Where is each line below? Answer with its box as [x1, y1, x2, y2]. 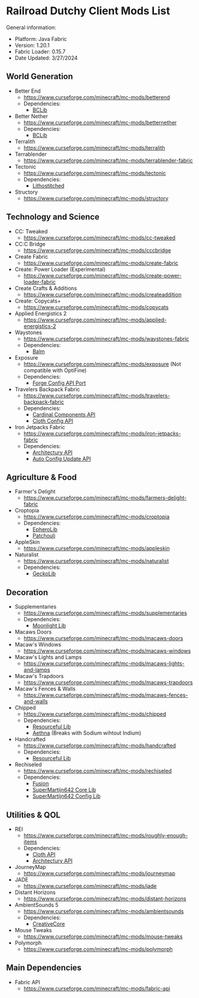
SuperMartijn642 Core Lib [32, 786, 97, 794]
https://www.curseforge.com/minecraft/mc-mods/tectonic [23, 169, 166, 177]
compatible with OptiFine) [23, 367, 87, 374]
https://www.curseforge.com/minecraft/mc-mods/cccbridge [23, 247, 171, 254]
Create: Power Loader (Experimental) [14, 266, 106, 273]
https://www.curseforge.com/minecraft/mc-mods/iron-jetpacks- [23, 430, 181, 437]
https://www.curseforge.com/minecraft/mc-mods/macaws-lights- [23, 660, 185, 667]
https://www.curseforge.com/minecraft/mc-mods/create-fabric [23, 259, 179, 266]
